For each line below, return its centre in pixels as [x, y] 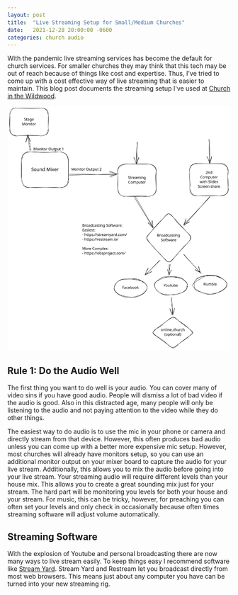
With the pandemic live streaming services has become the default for [110, 58]
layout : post [27, 15]
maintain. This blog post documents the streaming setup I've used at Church [119, 89]
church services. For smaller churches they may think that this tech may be [117, 66]
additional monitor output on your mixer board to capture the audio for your [117, 462]
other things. [26, 418]
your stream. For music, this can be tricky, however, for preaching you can [116, 499]
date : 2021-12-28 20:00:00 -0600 [60, 30]
